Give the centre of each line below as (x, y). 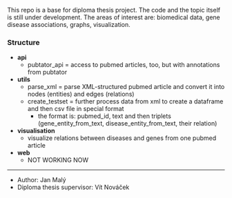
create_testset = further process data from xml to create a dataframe (125, 101)
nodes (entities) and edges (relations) (81, 94)
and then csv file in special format (76, 109)
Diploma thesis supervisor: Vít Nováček (73, 187)
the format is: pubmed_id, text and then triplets (104, 116)
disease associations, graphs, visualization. (69, 24)
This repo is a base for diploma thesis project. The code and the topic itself (114, 10)
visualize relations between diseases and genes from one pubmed (122, 138)
